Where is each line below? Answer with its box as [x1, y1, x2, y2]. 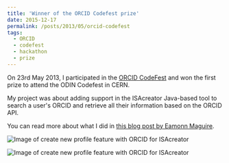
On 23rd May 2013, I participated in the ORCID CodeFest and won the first [7, 73, 216, 81]
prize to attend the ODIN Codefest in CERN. [7, 80, 130, 89]
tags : [7, 29, 23, 36]
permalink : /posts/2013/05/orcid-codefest [7, 23, 130, 29]
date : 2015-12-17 [7, 16, 57, 23]
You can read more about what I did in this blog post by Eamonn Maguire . [7, 121, 215, 130]
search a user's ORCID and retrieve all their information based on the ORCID [7, 101, 222, 110]
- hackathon [13, 49, 48, 55]
